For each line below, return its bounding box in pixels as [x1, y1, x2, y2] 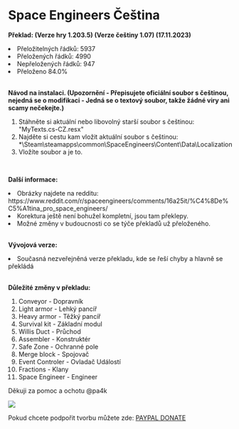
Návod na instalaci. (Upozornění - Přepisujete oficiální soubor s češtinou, [8, 88, 229, 97]
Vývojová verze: [8, 240, 58, 249]
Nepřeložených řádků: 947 [17, 59, 95, 68]
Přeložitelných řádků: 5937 [17, 44, 95, 53]
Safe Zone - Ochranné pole [18, 342, 99, 351]
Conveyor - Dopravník [18, 297, 84, 305]
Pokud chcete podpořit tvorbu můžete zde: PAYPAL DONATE [8, 413, 186, 422]
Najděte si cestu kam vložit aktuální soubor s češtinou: [18, 132, 179, 141]
